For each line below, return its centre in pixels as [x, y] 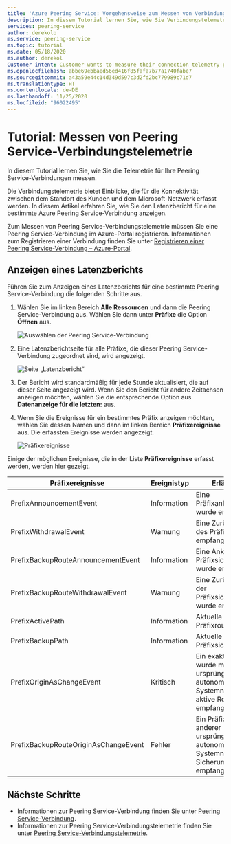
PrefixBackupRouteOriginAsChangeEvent [77, 744]
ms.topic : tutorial [35, 45]
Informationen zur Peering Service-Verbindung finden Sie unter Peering [119, 811]
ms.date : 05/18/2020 [37, 52]
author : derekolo [32, 33]
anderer [208, 727]
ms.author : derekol [35, 58]
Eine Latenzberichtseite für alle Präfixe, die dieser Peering [99, 348]
